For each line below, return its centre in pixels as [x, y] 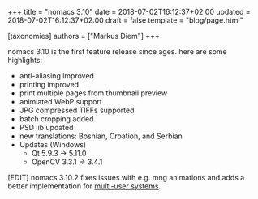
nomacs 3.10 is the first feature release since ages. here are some [118, 51]
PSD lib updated [46, 127]
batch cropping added [56, 119]
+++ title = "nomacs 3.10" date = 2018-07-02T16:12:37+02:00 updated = [129, 12]
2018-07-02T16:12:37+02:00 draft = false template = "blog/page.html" [126, 20]
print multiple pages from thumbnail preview [93, 93]
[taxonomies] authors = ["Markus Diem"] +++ [84, 36]
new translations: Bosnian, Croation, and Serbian [101, 136]
